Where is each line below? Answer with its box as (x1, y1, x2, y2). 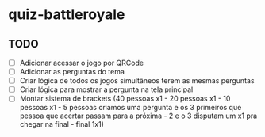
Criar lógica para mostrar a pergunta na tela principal (19, 85, 194, 94)
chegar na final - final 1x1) (19, 120, 105, 129)
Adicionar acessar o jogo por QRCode (19, 58, 144, 67)
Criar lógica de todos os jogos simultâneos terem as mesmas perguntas (19, 76, 255, 86)
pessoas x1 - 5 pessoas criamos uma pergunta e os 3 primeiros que (19, 103, 242, 112)
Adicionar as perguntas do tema (19, 67, 125, 77)
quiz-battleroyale (8, 6, 125, 24)
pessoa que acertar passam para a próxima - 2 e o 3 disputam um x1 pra (19, 111, 258, 120)
